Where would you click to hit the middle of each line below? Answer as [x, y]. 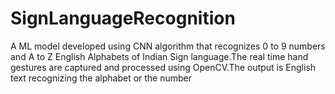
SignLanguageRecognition [123, 18]
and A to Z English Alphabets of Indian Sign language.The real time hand [159, 56]
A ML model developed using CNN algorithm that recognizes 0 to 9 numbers [168, 46]
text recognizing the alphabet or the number [101, 78]
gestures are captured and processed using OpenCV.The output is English [163, 67]
